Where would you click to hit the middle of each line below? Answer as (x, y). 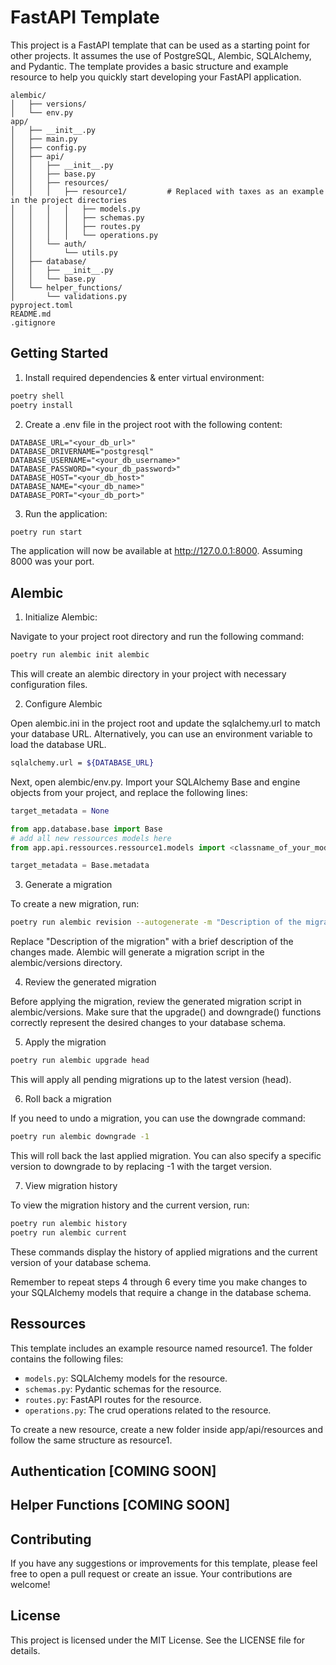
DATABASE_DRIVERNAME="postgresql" (82, 451)
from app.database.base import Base (86, 829)
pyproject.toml (42, 305)
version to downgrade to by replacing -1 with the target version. (141, 1166)
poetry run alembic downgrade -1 (80, 1137)
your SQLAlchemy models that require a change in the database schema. (161, 1292)
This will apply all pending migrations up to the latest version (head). (151, 1080)
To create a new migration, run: (75, 904)
